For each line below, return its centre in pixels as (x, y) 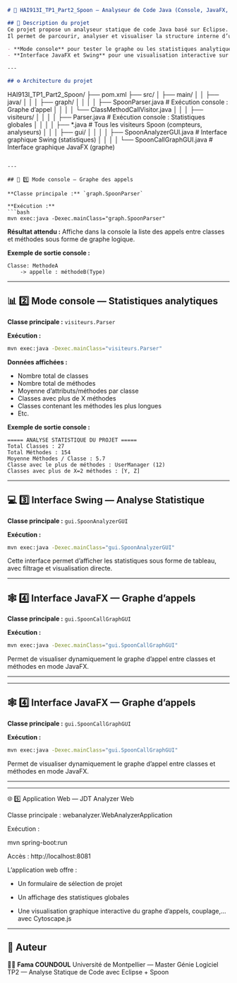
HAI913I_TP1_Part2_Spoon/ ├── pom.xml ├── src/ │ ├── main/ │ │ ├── (113, 94)
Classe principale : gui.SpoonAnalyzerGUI (68, 521)
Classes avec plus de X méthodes (67, 398)
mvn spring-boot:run (37, 842)
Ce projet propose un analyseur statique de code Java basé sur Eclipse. (118, 29)
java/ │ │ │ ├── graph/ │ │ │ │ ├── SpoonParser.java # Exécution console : (118, 102)
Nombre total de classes (53, 376)
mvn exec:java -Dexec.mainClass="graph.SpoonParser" (86, 219)
